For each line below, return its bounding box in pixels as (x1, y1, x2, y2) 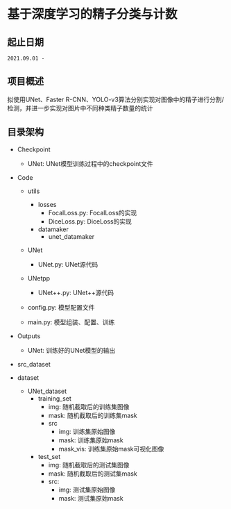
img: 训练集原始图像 (58, 427, 116, 435)
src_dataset (17, 360, 51, 368)
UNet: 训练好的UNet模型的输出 (27, 346, 116, 354)
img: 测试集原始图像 (58, 485, 116, 494)
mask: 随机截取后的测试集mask (48, 469, 137, 478)
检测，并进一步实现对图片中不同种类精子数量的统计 (7, 103, 153, 112)
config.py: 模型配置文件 (27, 303, 95, 311)
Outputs (17, 331, 41, 340)
